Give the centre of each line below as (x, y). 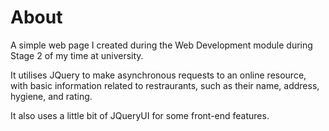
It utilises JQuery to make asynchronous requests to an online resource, (158, 75)
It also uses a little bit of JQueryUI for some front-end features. (140, 115)
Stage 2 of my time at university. (77, 55)
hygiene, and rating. (51, 96)
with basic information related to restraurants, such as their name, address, (165, 85)
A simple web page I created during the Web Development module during (161, 45)
